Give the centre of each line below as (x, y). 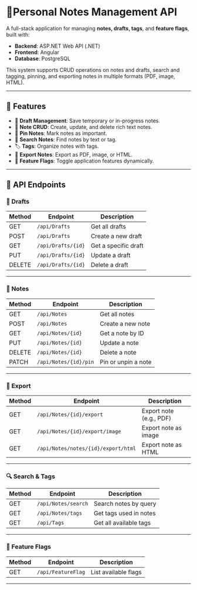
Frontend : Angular (37, 52)
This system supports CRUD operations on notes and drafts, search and (93, 69)
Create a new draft (116, 236)
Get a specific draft (117, 246)
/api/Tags (51, 523)
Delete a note (118, 352)
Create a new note (125, 323)
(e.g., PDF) (157, 419)
